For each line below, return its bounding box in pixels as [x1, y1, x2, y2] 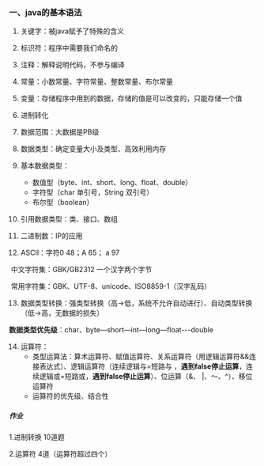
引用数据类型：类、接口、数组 [20, 214, 118, 224]
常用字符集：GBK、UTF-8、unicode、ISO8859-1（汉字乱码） [10, 282, 212, 291]
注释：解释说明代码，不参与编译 [20, 60, 125, 70]
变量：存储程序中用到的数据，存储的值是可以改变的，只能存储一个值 [20, 93, 243, 104]
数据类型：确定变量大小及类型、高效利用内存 [20, 144, 167, 153]
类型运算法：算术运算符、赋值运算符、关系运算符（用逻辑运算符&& [32, 352, 250, 362]
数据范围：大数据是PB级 [20, 127, 100, 137]
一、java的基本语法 [9, 6, 82, 17]
